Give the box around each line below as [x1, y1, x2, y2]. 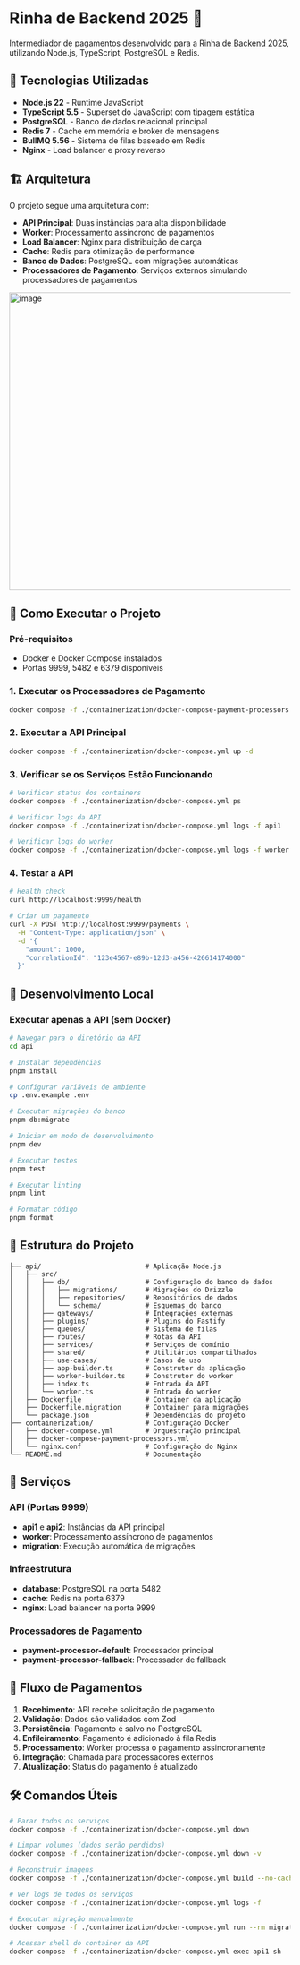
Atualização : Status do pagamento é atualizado [21, 1761, 198, 1772]
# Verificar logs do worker [9, 837, 114, 846]
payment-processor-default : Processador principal [21, 1645, 214, 1656]
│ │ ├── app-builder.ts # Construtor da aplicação [9, 1363, 246, 1373]
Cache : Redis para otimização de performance [21, 245, 195, 256]
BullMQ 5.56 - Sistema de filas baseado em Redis [21, 134, 206, 146]
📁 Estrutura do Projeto [9, 1238, 134, 1253]
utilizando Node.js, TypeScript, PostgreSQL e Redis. [9, 47, 200, 57]
